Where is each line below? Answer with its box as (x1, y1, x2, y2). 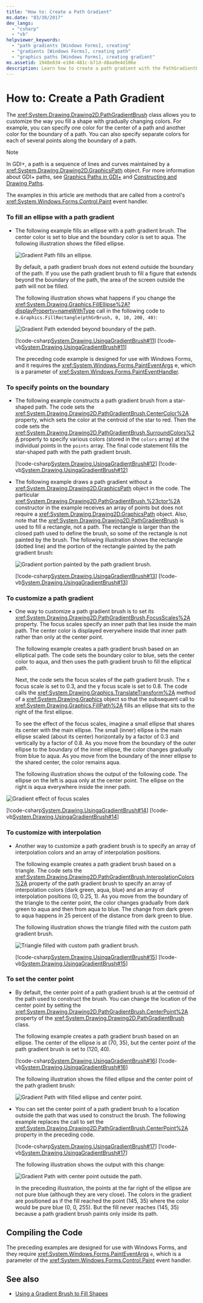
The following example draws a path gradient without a (14, 478, 152, 485)
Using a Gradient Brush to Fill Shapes (14, 1290, 108, 1298)
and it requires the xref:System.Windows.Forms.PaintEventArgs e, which (14, 361, 196, 369)
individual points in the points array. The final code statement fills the (14, 441, 188, 449)
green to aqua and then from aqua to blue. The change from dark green (14, 905, 193, 912)
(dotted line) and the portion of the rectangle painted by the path (14, 543, 176, 550)
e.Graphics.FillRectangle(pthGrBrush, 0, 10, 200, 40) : (14, 313, 158, 321)
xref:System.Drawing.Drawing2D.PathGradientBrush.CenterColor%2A (14, 409, 189, 417)
